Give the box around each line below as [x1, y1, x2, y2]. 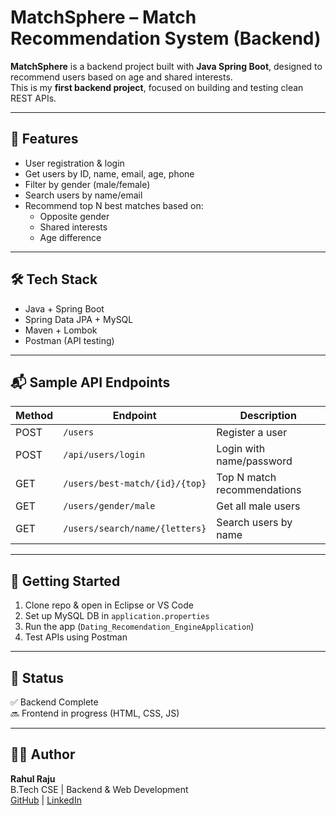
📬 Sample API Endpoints [10, 374, 171, 391]
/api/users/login [63, 449, 146, 461]
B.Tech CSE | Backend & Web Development [10, 783, 189, 795]
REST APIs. [10, 92, 57, 104]
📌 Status [10, 669, 65, 686]
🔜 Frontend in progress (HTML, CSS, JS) [10, 707, 180, 719]
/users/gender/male [63, 501, 156, 512]
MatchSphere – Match [10, 6, 197, 29]
